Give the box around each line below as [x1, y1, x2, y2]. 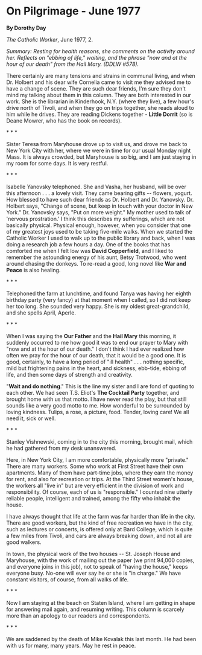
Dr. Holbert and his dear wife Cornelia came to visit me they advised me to [6, 78, 191, 86]
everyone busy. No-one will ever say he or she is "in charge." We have [6, 569, 181, 577]
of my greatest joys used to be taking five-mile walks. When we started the [6, 228, 193, 235]
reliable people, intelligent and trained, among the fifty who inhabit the [6, 494, 181, 502]
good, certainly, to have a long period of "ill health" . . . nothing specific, [6, 358, 185, 365]
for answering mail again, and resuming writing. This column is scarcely [6, 605, 185, 613]
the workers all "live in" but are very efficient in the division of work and [6, 482, 185, 489]
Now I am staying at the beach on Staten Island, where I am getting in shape [6, 599, 195, 606]
